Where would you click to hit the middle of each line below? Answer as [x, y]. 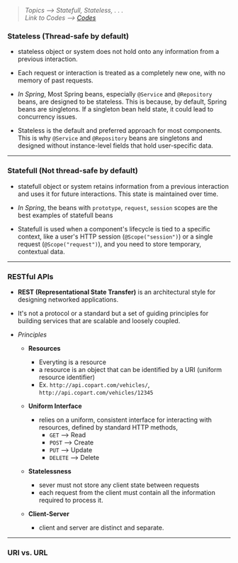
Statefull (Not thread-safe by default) [73, 171]
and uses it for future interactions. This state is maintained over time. [118, 194]
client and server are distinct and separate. [101, 528]
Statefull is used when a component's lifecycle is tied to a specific [114, 229]
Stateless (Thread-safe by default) [68, 36]
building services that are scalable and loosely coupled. [99, 321]
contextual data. [41, 251]
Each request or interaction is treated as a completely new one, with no [121, 73]
